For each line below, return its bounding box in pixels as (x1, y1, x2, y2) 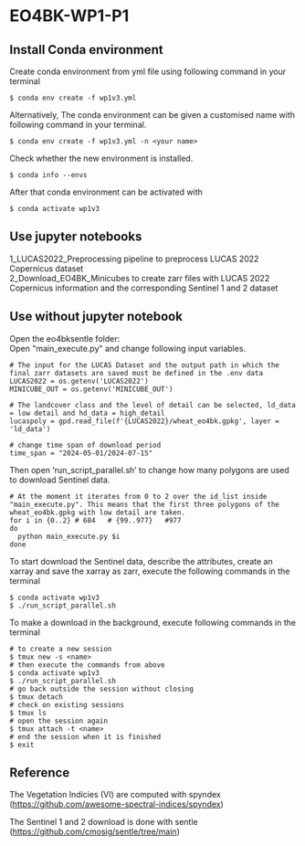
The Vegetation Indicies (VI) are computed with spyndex (9, 789, 221, 800)
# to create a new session (9, 644, 112, 653)
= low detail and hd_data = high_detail (9, 408, 166, 418)
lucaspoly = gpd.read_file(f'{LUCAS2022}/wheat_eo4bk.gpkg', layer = (9, 417, 280, 426)
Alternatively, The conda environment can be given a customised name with (9, 110, 295, 120)
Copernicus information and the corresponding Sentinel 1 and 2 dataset (9, 282, 279, 293)
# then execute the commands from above (9, 660, 166, 670)
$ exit (9, 740, 35, 749)
